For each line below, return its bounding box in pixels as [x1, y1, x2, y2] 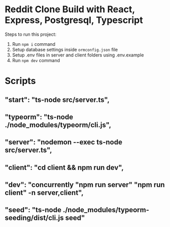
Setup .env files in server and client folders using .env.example [12, 52, 144, 58]
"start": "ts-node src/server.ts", [5, 95, 110, 104]
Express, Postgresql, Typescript [5, 14, 143, 26]
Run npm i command [12, 41, 55, 47]
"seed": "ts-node [5, 206, 62, 214]
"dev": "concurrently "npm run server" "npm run [5, 181, 165, 189]
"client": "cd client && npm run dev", [5, 163, 124, 172]
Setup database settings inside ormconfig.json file [12, 46, 118, 52]
